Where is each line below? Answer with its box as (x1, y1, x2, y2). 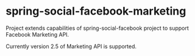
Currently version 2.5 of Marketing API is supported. (5, 43, 137, 50)
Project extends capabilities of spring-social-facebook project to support (5, 24, 190, 32)
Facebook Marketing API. (5, 30, 69, 38)
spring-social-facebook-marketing (5, 4, 186, 18)
